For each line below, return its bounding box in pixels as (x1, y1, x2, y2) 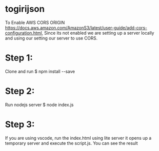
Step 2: (5, 86, 35, 97)
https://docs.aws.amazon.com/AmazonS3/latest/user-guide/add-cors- (5, 24, 147, 30)
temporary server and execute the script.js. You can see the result (5, 140, 138, 146)
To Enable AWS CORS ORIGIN (5, 20, 65, 25)
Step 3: (5, 119, 35, 130)
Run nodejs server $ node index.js (5, 102, 74, 108)
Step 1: (5, 52, 33, 64)
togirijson (5, 3, 45, 15)
